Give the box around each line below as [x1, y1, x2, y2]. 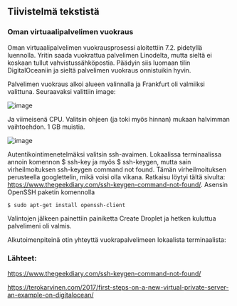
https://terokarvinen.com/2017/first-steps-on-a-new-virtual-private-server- [7, 283, 229, 291]
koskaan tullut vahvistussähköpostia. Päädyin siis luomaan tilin [7, 58, 191, 67]
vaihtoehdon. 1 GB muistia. [7, 122, 85, 131]
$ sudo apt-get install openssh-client [7, 201, 126, 209]
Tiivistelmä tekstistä [7, 6, 100, 18]
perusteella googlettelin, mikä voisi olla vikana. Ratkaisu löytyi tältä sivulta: [7, 172, 226, 181]
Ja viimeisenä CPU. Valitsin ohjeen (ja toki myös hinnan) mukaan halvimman [7, 115, 230, 123]
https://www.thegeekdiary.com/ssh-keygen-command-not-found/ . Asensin [7, 180, 228, 189]
